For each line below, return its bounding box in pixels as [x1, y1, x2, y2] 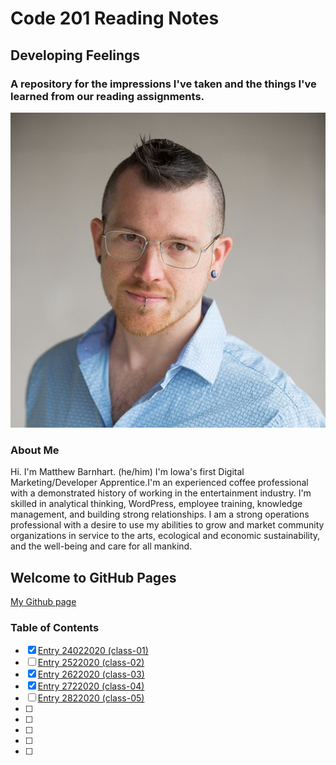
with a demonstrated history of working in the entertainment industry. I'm [10, 487, 312, 499]
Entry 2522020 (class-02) [37, 657, 145, 669]
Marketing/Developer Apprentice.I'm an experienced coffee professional [10, 477, 309, 489]
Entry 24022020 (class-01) [37, 645, 149, 657]
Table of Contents [10, 620, 100, 634]
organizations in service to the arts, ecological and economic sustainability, [10, 530, 321, 542]
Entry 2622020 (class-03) [37, 668, 145, 681]
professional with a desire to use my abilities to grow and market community [10, 519, 325, 531]
